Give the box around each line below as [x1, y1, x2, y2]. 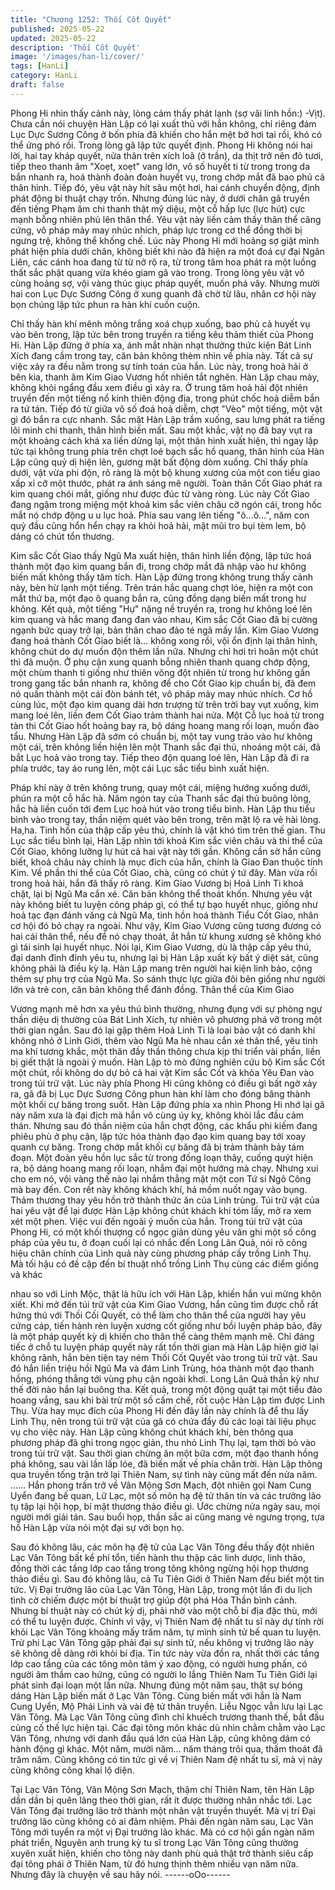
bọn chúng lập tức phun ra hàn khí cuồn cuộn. [10, 298, 201, 310]
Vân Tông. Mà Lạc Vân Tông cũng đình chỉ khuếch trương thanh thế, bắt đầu [10, 1711, 325, 1723]
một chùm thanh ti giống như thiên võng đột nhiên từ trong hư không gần [10, 666, 311, 678]
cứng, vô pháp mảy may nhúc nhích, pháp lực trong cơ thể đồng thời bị [10, 224, 303, 236]
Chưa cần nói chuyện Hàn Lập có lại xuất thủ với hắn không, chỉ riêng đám [10, 117, 317, 130]
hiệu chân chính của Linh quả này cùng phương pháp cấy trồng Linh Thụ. [10, 1247, 312, 1259]
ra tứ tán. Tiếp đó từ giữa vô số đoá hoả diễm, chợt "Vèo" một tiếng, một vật [10, 402, 323, 415]
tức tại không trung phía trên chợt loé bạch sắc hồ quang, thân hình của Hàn [10, 445, 325, 457]
